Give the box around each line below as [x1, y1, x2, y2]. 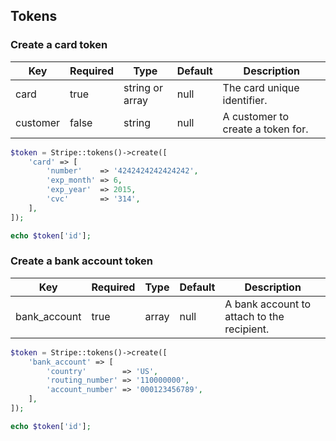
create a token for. [222, 122, 309, 136]
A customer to [222, 109, 289, 123]
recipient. [224, 322, 270, 336]
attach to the [224, 309, 285, 323]
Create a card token [10, 38, 108, 52]
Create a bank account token [10, 254, 154, 268]
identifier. [222, 93, 268, 107]
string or [123, 80, 163, 94]
